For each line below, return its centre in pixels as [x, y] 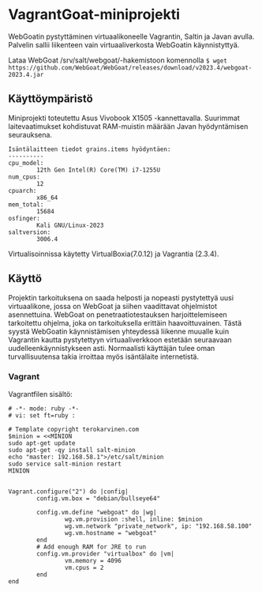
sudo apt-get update [42, 443]
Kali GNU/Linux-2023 [70, 225]
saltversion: [30, 232]
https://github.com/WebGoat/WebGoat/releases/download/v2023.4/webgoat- [130, 68]
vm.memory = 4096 [93, 560]
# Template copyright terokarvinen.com [74, 429]
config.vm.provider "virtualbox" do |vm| [106, 554]
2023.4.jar [26, 74]
